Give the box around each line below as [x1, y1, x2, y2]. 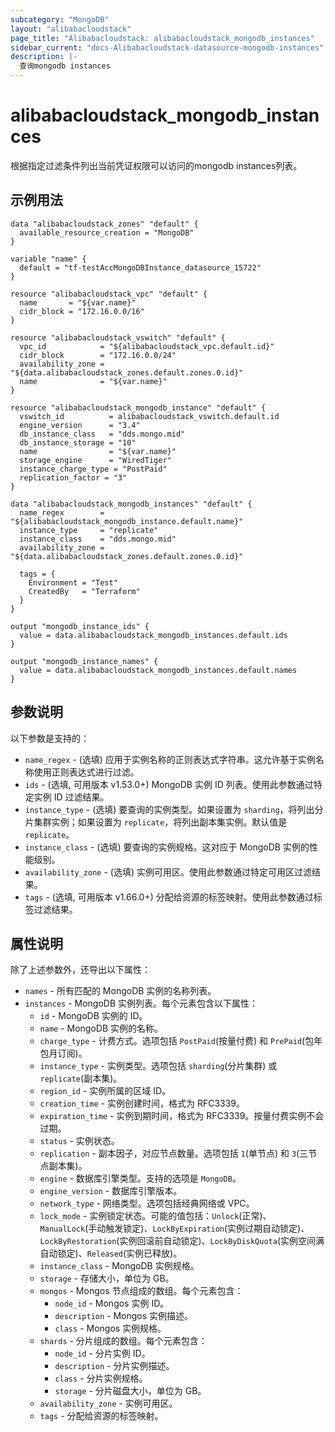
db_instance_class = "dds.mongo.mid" [19, 429, 186, 439]
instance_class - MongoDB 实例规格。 [39, 1260, 200, 1272]
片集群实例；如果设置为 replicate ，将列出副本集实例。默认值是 [24, 816, 288, 828]
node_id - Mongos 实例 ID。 [54, 1297, 170, 1310]
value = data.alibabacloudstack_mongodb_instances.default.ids [19, 630, 288, 640]
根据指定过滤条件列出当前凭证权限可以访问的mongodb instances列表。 [10, 159, 303, 171]
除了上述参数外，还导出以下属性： [10, 964, 151, 976]
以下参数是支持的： [10, 732, 90, 744]
